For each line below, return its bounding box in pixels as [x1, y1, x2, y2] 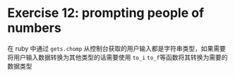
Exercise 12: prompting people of [7, 5, 205, 21]
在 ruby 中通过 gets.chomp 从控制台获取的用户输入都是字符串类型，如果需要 [7, 44, 227, 52]
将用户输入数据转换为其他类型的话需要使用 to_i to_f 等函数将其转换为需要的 [7, 53, 228, 61]
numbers [7, 20, 61, 36]
